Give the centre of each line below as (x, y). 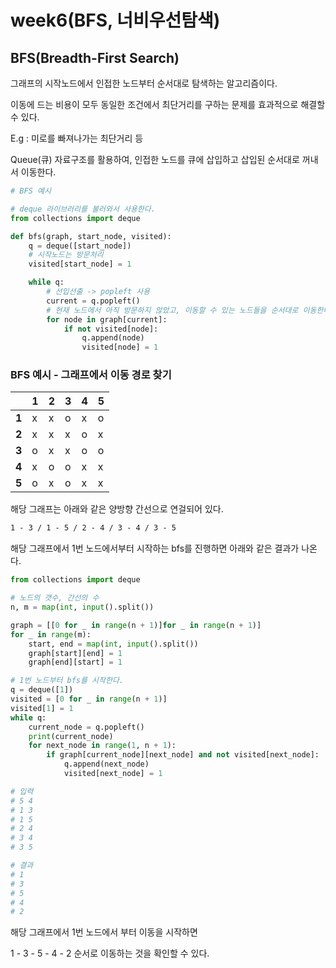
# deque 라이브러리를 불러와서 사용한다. (83, 209)
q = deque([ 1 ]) (42, 690)
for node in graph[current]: (107, 319)
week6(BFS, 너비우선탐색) (115, 20)
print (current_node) (71, 736)
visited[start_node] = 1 (80, 264)
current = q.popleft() (93, 301)
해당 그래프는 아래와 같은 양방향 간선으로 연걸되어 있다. (117, 509)
